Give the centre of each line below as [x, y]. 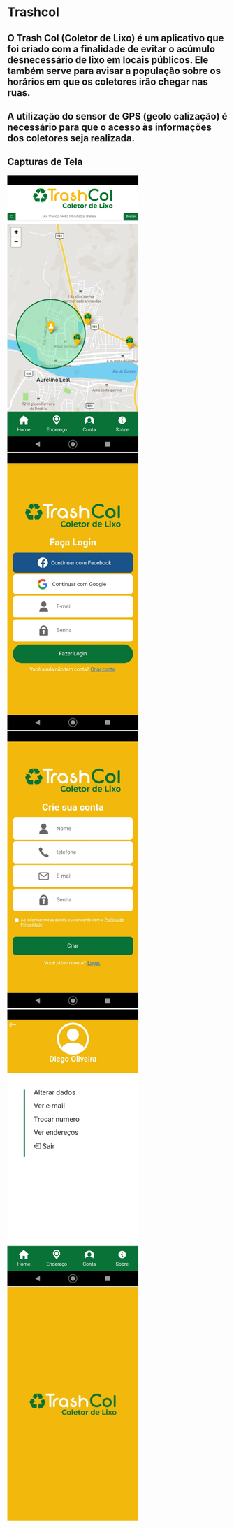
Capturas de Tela [45, 162]
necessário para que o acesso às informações [109, 127]
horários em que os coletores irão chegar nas [108, 81]
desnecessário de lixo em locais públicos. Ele [108, 60]
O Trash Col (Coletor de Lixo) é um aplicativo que [116, 38]
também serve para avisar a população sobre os [114, 71]
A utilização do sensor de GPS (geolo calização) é [117, 116]
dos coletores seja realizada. [71, 138]
